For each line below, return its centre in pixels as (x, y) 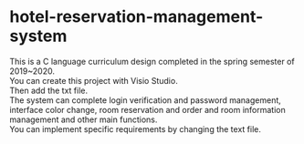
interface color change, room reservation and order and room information (147, 109)
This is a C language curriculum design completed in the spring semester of (152, 61)
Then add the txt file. (49, 90)
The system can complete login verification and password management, (145, 100)
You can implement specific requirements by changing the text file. (136, 129)
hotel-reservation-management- (136, 17)
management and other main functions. (84, 119)
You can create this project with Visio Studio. (94, 80)
